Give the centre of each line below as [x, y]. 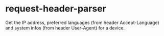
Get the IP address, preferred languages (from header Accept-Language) [82, 22]
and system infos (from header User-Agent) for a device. [65, 27]
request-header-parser [56, 9]
